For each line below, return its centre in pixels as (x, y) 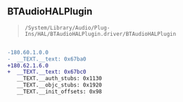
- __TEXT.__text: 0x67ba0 (47, 59)
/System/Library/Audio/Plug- (67, 27)
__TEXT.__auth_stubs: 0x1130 (59, 79)
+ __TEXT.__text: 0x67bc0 (47, 72)
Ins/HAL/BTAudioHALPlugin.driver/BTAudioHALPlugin (100, 34)
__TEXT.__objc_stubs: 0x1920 (59, 85)
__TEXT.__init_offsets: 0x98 (59, 92)
